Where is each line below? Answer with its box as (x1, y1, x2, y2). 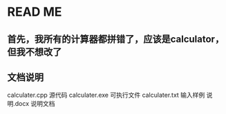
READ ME (7, 4, 62, 20)
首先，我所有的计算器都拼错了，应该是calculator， (7, 33, 225, 45)
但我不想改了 (7, 46, 62, 58)
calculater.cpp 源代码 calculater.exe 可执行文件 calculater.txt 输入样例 (7, 91, 205, 100)
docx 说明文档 (15, 100, 55, 108)
